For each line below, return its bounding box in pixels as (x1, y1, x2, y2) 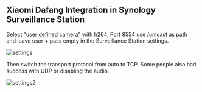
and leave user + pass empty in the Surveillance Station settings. (6, 37, 169, 44)
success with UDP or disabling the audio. (6, 67, 110, 74)
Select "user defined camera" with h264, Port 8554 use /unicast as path (6, 30, 187, 38)
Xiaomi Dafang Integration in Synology (6, 5, 156, 15)
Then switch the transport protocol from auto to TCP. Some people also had (6, 60, 197, 68)
